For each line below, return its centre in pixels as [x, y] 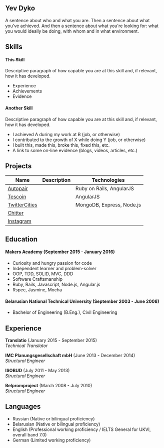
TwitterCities [22, 205]
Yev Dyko [20, 8]
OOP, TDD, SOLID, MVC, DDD [43, 274]
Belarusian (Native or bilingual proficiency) [56, 424]
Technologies [108, 180]
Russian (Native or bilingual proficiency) [53, 418]
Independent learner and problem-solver [54, 269]
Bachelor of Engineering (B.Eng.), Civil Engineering [65, 312]
